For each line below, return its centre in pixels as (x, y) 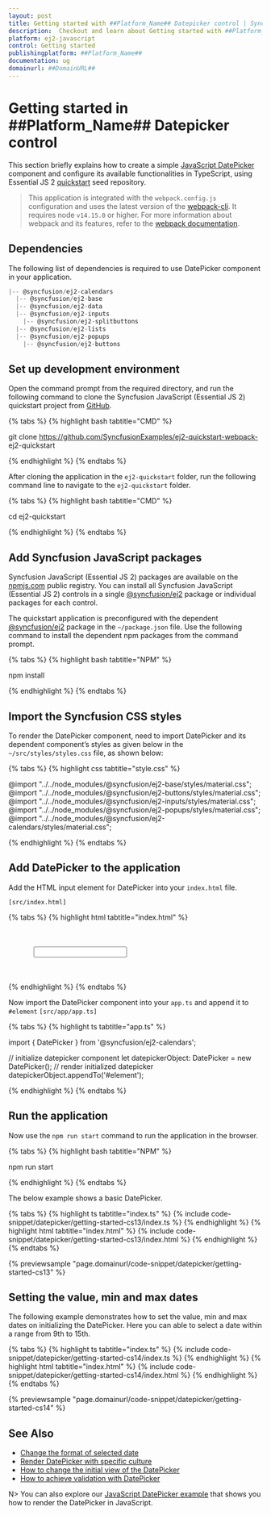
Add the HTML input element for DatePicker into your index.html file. (123, 887)
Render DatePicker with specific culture (86, 1462)
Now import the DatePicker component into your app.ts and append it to (129, 1002)
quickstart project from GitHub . (60, 406)
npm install (27, 675)
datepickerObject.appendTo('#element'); (76, 1075)
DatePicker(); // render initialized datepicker (81, 1066)
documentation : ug (39, 61)
